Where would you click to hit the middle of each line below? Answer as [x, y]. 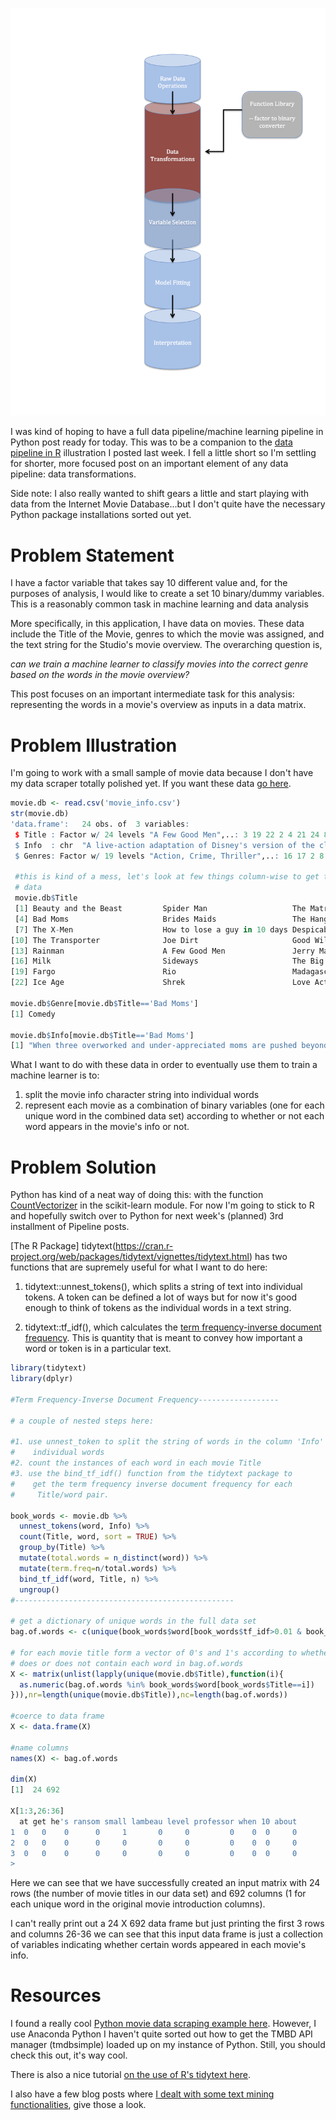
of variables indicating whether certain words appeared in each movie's [158, 1945]
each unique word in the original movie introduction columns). [138, 1904]
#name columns [40, 1748]
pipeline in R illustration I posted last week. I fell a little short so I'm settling [163, 453]
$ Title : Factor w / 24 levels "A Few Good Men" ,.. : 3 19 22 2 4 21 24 [167, 834]
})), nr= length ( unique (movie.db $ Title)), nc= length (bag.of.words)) [149, 1695]
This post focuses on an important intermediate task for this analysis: [152, 694]
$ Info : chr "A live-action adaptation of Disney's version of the [164, 845]
